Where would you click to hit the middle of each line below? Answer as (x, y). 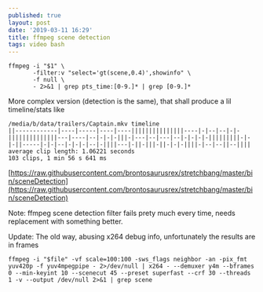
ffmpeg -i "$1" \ (37, 66)
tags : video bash (37, 45)
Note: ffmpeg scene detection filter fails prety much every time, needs (122, 214)
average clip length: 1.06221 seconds (71, 151)
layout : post (29, 23)
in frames (24, 245)
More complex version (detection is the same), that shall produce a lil (120, 101)
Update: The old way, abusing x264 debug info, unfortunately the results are (132, 237)
